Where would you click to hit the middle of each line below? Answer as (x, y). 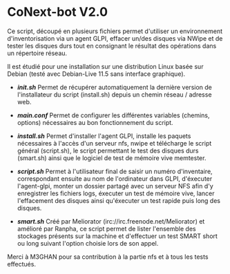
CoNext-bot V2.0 (58, 12)
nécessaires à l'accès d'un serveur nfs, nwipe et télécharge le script (114, 143)
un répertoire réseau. (37, 53)
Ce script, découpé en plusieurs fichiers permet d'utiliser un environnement (115, 31)
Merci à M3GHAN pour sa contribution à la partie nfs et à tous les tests (108, 257)
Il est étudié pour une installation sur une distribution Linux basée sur (105, 66)
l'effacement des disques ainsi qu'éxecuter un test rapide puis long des (119, 200)
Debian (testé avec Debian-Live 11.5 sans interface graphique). (96, 74)
